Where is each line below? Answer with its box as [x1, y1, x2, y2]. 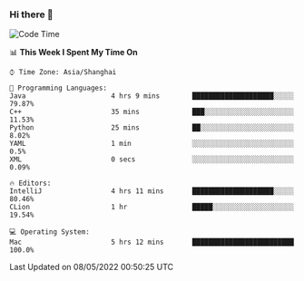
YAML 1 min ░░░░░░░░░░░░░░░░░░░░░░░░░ [9, 140, 295, 149]
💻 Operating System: [9, 228, 91, 237]
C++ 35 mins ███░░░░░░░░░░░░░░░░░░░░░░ [9, 108, 295, 117]
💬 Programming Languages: [9, 83, 107, 93]
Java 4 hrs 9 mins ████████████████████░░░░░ [9, 92, 295, 101]
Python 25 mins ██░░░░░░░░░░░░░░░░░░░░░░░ [9, 123, 295, 132]
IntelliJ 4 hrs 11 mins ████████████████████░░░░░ [9, 187, 295, 196]
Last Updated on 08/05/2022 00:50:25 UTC [9, 262, 174, 273]
